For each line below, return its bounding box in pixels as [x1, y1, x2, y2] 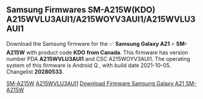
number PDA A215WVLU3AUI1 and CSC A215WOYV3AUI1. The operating [6, 55, 190, 62]
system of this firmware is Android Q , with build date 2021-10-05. [6, 62, 171, 69]
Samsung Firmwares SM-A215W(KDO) [6, 5, 156, 15]
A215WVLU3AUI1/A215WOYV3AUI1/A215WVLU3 [6, 14, 196, 25]
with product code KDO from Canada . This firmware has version [26, 48, 188, 56]
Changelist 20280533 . [6, 68, 64, 75]
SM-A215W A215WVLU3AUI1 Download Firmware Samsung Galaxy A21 [6, 80, 184, 87]
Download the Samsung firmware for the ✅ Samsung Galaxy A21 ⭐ [6, 40, 175, 47]
